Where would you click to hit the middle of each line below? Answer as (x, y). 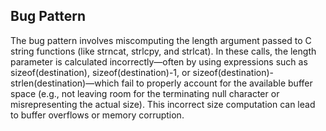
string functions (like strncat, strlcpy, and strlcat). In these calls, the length (163, 51)
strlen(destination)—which (65, 83)
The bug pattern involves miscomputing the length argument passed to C (161, 40)
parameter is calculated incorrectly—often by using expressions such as (159, 61)
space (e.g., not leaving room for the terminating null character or (145, 93)
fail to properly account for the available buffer (217, 83)
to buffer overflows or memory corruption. (97, 115)
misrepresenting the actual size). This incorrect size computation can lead (163, 104)
